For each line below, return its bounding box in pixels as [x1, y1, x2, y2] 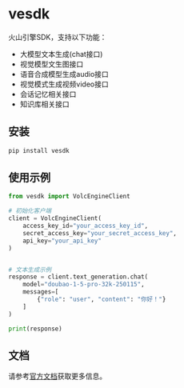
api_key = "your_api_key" [22, 237, 102, 245]
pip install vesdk [8, 146, 70, 154]
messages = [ [22, 288, 59, 296]
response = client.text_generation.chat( [8, 273, 149, 281]
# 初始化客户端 [8, 207, 52, 215]
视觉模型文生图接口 [19, 59, 84, 69]
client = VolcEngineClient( [8, 214, 102, 222]
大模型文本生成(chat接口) [19, 49, 103, 58]
